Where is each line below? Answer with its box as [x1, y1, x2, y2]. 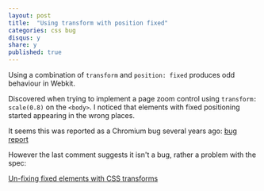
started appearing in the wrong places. [8, 111, 135, 120]
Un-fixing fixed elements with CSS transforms [8, 174, 159, 183]
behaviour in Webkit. [8, 78, 75, 88]
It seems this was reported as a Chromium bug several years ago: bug [8, 126, 238, 136]
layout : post [8, 11, 52, 20]
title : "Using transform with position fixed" [8, 19, 169, 27]
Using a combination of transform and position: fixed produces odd [8, 71, 235, 79]
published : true [8, 48, 62, 56]
